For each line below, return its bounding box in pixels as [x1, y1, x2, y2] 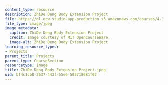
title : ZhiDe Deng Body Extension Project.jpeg [5, 68, 106, 73]
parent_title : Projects [5, 53, 55, 59]
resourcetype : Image [5, 63, 48, 68]
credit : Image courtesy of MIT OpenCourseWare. [9, 35, 111, 40]
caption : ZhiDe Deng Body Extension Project [9, 30, 104, 35]
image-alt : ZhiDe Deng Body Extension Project [9, 40, 108, 45]
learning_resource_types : [5, 44, 59, 49]
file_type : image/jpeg [5, 21, 52, 26]
